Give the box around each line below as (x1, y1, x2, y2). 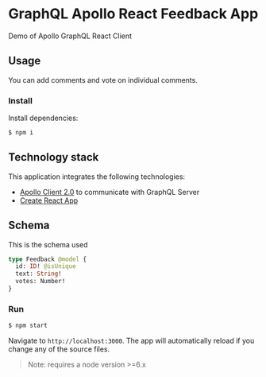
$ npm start (8, 321, 48, 330)
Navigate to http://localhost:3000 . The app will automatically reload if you (8, 336, 255, 346)
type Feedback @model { (8, 255, 87, 263)
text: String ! (15, 270, 62, 278)
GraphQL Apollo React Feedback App (8, 5, 259, 23)
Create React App (19, 196, 79, 205)
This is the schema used (8, 239, 89, 249)
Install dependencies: (8, 113, 79, 123)
